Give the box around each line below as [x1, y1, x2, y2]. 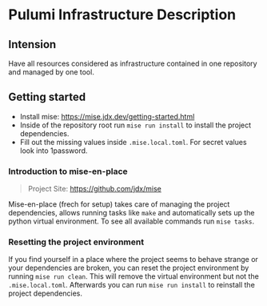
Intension [8, 38, 57, 51]
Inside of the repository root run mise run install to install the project [19, 120, 252, 130]
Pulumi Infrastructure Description [8, 6, 237, 24]
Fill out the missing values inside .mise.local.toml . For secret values [19, 137, 247, 147]
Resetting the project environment [8, 236, 145, 248]
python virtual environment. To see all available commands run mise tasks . [8, 216, 254, 226]
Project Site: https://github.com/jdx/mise [27, 184, 162, 194]
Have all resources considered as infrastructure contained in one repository [8, 58, 257, 68]
